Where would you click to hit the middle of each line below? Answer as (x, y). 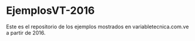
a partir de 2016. (26, 32)
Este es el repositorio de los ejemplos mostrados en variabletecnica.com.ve (97, 27)
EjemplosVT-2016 (51, 11)
